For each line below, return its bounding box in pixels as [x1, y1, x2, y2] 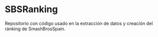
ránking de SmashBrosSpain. [5, 25, 66, 31]
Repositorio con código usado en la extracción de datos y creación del [5, 20, 153, 26]
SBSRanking [5, 4, 58, 15]
